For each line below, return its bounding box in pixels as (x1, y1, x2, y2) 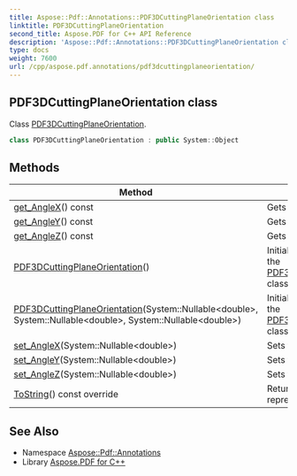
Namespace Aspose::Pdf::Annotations (21, 448, 162, 458)
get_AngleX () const (13, 201, 95, 213)
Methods (9, 160, 60, 175)
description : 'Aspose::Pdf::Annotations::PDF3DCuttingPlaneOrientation (9, 37, 278, 47)
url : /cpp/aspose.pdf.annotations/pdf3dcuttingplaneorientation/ (9, 63, 255, 72)
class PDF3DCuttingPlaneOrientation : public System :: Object (9, 135, 240, 144)
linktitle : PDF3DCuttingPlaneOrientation (9, 21, 164, 30)
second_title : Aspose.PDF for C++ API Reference (9, 29, 192, 38)
